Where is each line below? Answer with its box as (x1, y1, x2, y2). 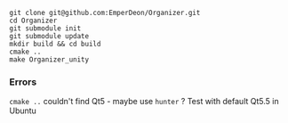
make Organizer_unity (9, 55, 90, 64)
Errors (9, 76, 37, 88)
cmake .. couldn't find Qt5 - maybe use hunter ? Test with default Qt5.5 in (9, 96, 279, 107)
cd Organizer (9, 16, 58, 25)
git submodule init (9, 24, 82, 33)
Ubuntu (9, 105, 37, 116)
